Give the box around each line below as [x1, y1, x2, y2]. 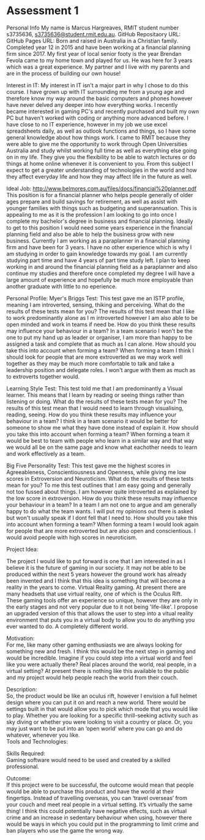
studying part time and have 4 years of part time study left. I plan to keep [6, 256, 191, 264]
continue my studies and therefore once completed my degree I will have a [6, 270, 195, 277]
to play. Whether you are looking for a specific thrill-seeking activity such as [6, 712, 198, 719]
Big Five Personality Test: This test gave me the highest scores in [6, 462, 171, 469]
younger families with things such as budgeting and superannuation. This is [6, 204, 197, 212]
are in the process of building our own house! [6, 69, 121, 77]
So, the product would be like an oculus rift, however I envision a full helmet [6, 692, 198, 699]
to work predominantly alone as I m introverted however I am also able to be [6, 314, 198, 321]
